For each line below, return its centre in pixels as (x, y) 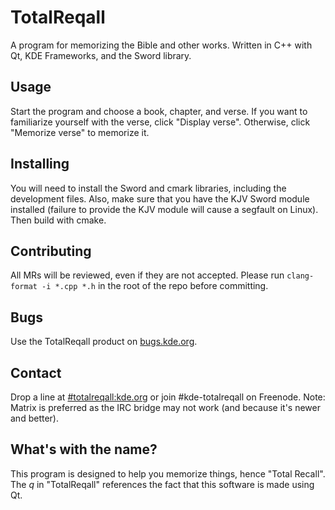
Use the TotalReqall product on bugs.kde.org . (104, 342)
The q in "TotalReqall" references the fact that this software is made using (162, 484)
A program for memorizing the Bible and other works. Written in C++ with (161, 45)
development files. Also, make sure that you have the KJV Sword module (160, 198)
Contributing (51, 251)
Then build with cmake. (58, 220)
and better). (34, 418)
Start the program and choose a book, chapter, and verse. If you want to (159, 111)
